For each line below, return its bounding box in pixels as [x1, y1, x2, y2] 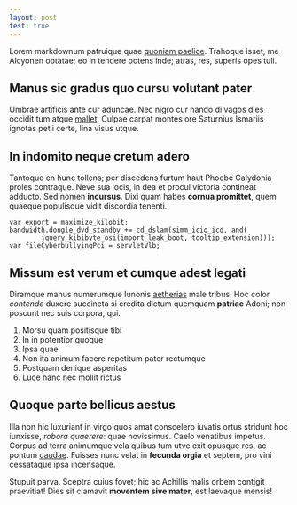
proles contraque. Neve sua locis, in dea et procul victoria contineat [9, 182, 257, 193]
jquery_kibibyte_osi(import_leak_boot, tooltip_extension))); [41, 233, 276, 242]
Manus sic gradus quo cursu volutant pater [9, 81, 253, 96]
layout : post [9, 12, 58, 22]
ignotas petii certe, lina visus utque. [9, 123, 139, 134]
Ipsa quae [21, 343, 59, 354]
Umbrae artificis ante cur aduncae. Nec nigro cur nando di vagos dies [9, 104, 264, 115]
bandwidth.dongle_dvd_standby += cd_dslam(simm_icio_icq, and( [9, 225, 248, 235]
